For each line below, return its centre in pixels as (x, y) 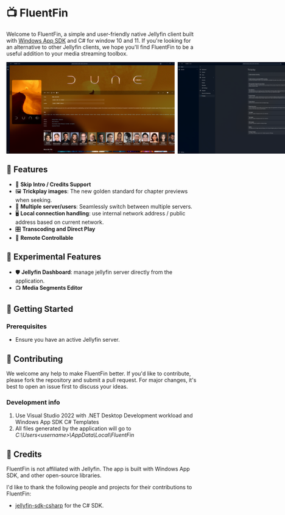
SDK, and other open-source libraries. (54, 475)
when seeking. (33, 200)
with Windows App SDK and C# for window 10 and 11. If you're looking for (99, 40)
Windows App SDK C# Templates (57, 422)
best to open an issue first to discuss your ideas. (67, 387)
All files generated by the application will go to (73, 428)
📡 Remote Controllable (44, 237)
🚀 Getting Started (40, 309)
